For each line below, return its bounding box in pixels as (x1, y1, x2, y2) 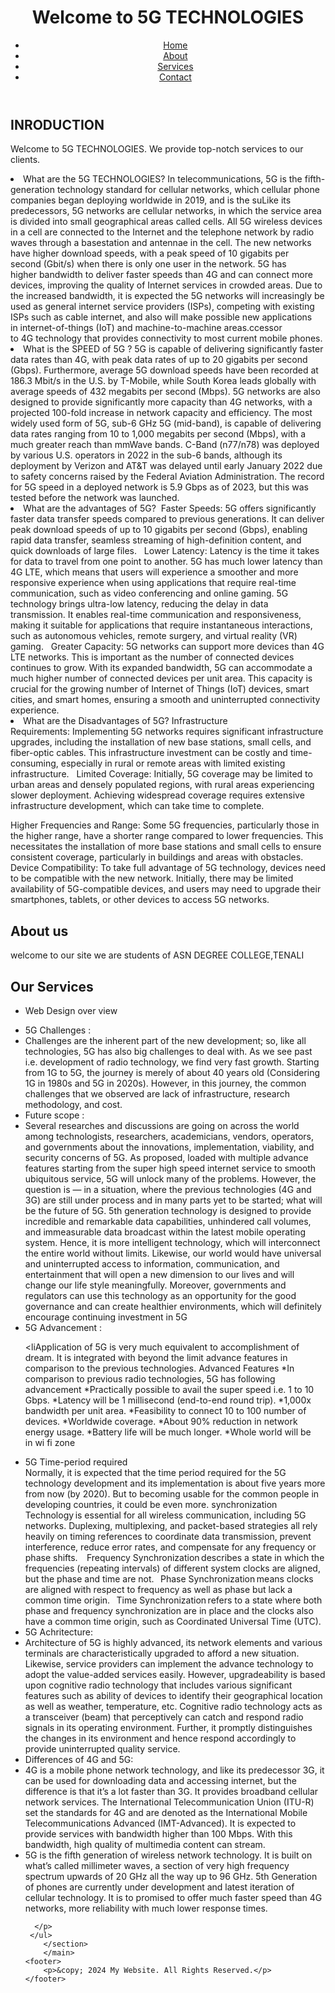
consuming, (10, 757, 59, 770)
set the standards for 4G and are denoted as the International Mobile (24, 1806, 308, 1818)
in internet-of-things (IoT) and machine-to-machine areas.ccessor (10, 322, 283, 334)
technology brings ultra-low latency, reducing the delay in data (10, 598, 269, 610)
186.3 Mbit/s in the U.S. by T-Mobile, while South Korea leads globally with (10, 375, 317, 387)
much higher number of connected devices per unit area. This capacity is (10, 672, 313, 685)
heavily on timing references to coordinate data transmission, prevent (24, 1530, 312, 1542)
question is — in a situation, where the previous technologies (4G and (24, 1183, 312, 1195)
